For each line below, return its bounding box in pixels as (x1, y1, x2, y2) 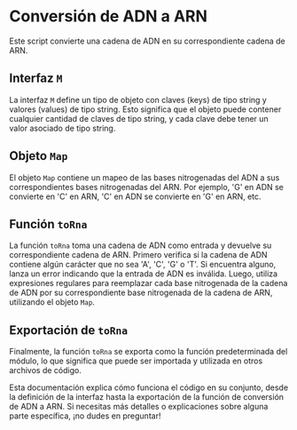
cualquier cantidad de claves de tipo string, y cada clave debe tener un (9, 113, 269, 123)
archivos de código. (9, 365, 82, 376)
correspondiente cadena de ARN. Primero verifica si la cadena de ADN (9, 250, 268, 260)
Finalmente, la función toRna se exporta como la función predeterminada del (9, 346, 288, 357)
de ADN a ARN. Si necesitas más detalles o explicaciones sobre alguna (9, 402, 269, 412)
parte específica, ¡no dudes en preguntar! (9, 410, 161, 421)
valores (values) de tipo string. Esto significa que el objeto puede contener (9, 104, 282, 115)
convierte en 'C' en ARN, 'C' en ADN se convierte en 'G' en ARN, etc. (9, 191, 262, 202)
